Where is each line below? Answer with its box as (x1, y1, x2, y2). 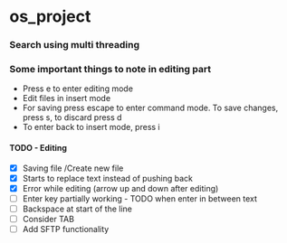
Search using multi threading (9, 39, 140, 51)
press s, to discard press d (22, 112, 122, 123)
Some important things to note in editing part (9, 63, 211, 76)
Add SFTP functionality (22, 223, 110, 234)
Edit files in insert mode (22, 93, 111, 104)
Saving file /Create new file (22, 163, 124, 173)
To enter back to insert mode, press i (22, 122, 160, 133)
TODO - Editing (9, 143, 68, 153)
